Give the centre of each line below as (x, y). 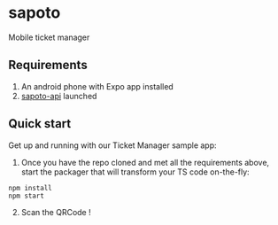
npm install (30, 188)
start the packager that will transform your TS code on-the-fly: (135, 172)
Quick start (40, 124)
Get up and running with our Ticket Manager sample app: (113, 145)
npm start (27, 196)
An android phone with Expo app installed (97, 86)
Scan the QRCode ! (56, 212)
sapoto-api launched (59, 96)
